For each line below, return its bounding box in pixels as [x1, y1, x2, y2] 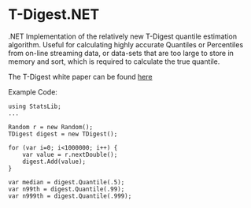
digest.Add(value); [22, 158, 87, 165]
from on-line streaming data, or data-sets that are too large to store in [8, 48, 234, 58]
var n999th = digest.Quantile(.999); [8, 191, 132, 200]
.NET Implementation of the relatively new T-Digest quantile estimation [8, 32, 238, 41]
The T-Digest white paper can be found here [8, 72, 153, 81]
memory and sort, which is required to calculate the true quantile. [8, 57, 220, 66]
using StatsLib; [8, 102, 61, 110]
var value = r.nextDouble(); [22, 150, 118, 158]
